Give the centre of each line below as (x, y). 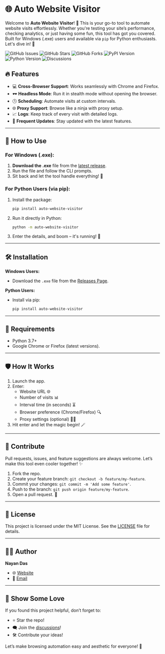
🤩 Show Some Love (35, 598)
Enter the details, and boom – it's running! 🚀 (56, 237)
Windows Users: (22, 271)
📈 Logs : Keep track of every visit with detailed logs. (65, 114)
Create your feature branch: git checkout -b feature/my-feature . (79, 478)
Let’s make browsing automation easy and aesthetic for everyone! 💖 (74, 646)
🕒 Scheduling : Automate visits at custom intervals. (64, 101)
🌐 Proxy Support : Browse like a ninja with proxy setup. (68, 108)
